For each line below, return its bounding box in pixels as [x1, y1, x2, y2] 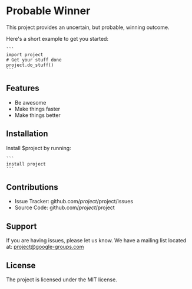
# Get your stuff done [6, 57, 62, 63]
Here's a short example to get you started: [6, 35, 109, 42]
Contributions [6, 182, 58, 192]
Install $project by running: [6, 144, 72, 151]
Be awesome [14, 99, 47, 106]
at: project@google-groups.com [6, 243, 84, 251]
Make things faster [14, 105, 61, 112]
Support [6, 221, 37, 231]
